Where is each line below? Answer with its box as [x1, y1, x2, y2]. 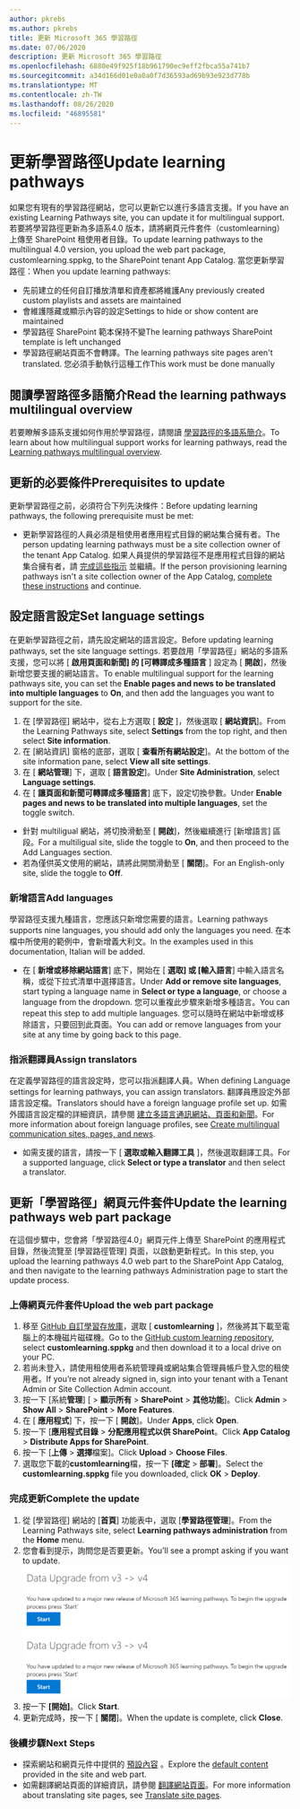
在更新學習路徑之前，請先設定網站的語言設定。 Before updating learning [9, 634, 274, 645]
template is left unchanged [21, 336, 121, 347]
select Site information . [21, 735, 111, 746]
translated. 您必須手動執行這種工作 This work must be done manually [21, 359, 276, 370]
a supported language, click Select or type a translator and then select [21, 1158, 286, 1168]
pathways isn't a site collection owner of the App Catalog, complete [21, 571, 273, 581]
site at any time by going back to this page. [21, 1029, 182, 1040]
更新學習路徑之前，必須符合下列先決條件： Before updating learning [9, 500, 258, 511]
